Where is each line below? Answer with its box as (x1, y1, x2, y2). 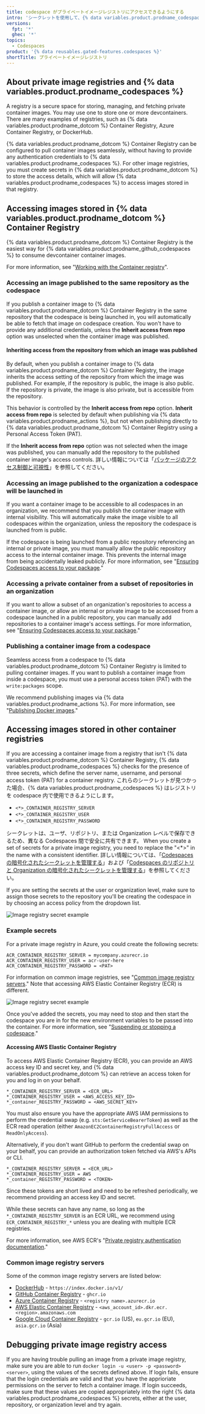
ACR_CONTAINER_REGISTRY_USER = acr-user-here (6, 957, 124, 964)
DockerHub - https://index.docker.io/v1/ (15, 1284, 124, 1291)
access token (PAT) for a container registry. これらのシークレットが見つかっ (6, 777, 197, 784)
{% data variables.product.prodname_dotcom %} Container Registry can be (6, 140, 197, 148)
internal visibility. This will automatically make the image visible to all (6, 514, 178, 521)
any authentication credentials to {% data (6, 153, 110, 160)
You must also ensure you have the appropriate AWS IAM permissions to (6, 1110, 189, 1117)
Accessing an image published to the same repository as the (6, 279, 190, 287)
